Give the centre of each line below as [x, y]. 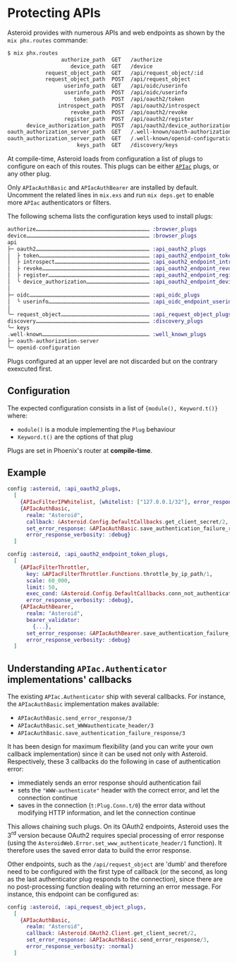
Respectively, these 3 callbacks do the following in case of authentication [114, 761]
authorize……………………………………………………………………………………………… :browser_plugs [102, 229]
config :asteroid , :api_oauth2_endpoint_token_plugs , [88, 554]
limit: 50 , [42, 587]
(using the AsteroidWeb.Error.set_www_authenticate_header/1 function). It [115, 843]
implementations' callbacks [70, 680]
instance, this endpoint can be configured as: [73, 894]
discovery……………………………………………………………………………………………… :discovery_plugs [105, 321]
